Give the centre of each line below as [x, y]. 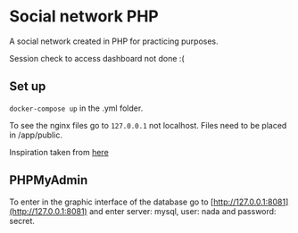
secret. [22, 221]
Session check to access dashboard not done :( [97, 58]
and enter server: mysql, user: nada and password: [182, 211]
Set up [28, 87]
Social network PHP [84, 17]
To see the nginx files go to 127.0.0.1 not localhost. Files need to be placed [148, 125]
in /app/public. [36, 135]
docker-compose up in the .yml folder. [76, 108]
